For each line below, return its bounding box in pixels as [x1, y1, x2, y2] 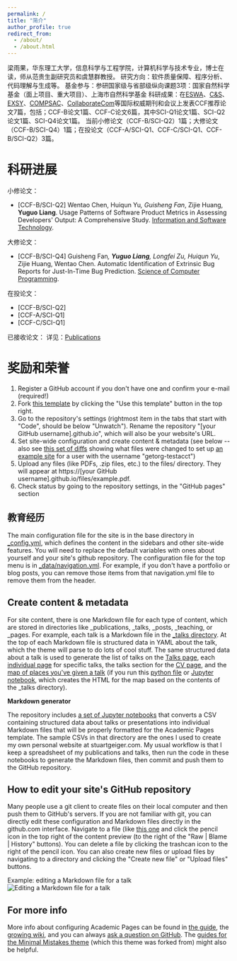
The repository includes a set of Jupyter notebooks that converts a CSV [7, 710, 217, 719]
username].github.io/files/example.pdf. [17, 474, 132, 483]
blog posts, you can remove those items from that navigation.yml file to [7, 568, 214, 577]
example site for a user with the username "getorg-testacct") [17, 451, 196, 460]
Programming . [17, 274, 59, 283]
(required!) [17, 391, 50, 400]
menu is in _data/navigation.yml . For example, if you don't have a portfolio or [7, 560, 231, 570]
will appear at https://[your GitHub [17, 466, 117, 475]
